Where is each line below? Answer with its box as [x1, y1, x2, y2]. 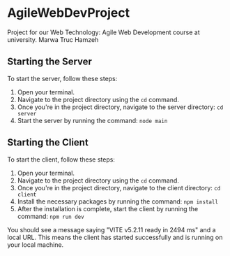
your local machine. [7, 240, 64, 249]
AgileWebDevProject [7, 5, 130, 21]
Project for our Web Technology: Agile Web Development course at [7, 28, 200, 36]
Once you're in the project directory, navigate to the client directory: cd [17, 183, 221, 192]
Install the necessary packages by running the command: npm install [17, 197, 218, 206]
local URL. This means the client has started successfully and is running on [7, 233, 223, 241]
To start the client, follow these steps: [7, 155, 115, 164]
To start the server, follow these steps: [7, 74, 118, 83]
